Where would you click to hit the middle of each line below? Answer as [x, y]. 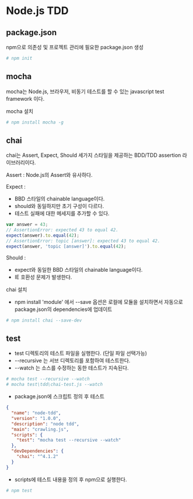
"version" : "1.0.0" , [36, 418]
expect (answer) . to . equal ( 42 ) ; [43, 235]
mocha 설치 [20, 111]
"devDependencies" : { [38, 451]
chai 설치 [17, 289]
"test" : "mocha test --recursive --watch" [69, 440]
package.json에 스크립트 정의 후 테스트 [59, 397]
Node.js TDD [37, 11]
